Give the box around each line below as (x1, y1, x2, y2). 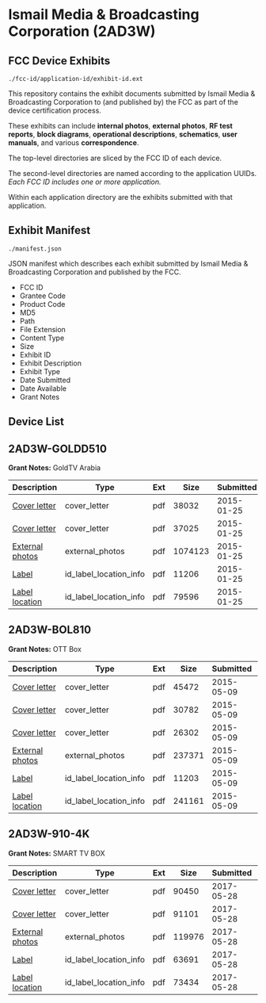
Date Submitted (19, 375, 71, 385)
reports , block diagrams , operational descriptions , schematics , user (8, 129, 237, 139)
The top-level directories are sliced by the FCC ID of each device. (8, 153, 222, 163)
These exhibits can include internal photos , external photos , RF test (8, 121, 234, 130)
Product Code (19, 299, 66, 308)
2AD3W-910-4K (8, 827, 90, 841)
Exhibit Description (19, 358, 82, 368)
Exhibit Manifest (8, 224, 91, 237)
